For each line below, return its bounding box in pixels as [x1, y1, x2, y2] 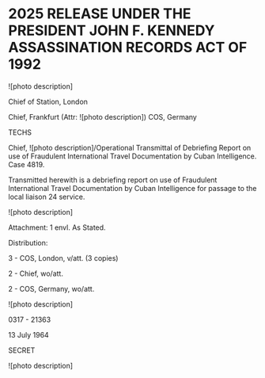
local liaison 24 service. [8, 192, 85, 201]
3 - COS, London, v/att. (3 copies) [8, 253, 119, 262]
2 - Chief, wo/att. [8, 269, 63, 278]
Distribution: [8, 238, 48, 247]
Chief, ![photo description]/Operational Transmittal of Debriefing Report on [8, 143, 252, 152]
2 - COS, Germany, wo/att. [8, 284, 95, 293]
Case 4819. [8, 159, 45, 169]
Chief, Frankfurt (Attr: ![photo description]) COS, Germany [8, 112, 198, 121]
